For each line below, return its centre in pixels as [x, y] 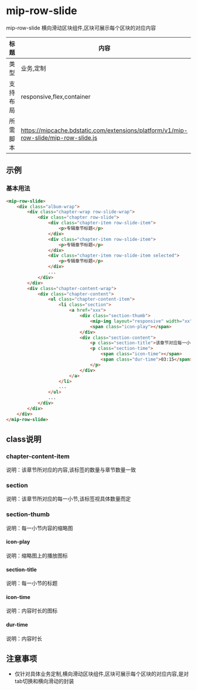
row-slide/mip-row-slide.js [59, 137]
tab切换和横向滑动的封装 [44, 681]
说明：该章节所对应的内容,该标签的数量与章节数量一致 [71, 470]
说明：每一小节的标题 [32, 583]
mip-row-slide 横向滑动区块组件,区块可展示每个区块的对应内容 [81, 28]
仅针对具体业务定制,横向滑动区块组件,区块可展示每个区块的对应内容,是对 [101, 674]
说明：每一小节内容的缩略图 [40, 528]
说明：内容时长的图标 [32, 611]
